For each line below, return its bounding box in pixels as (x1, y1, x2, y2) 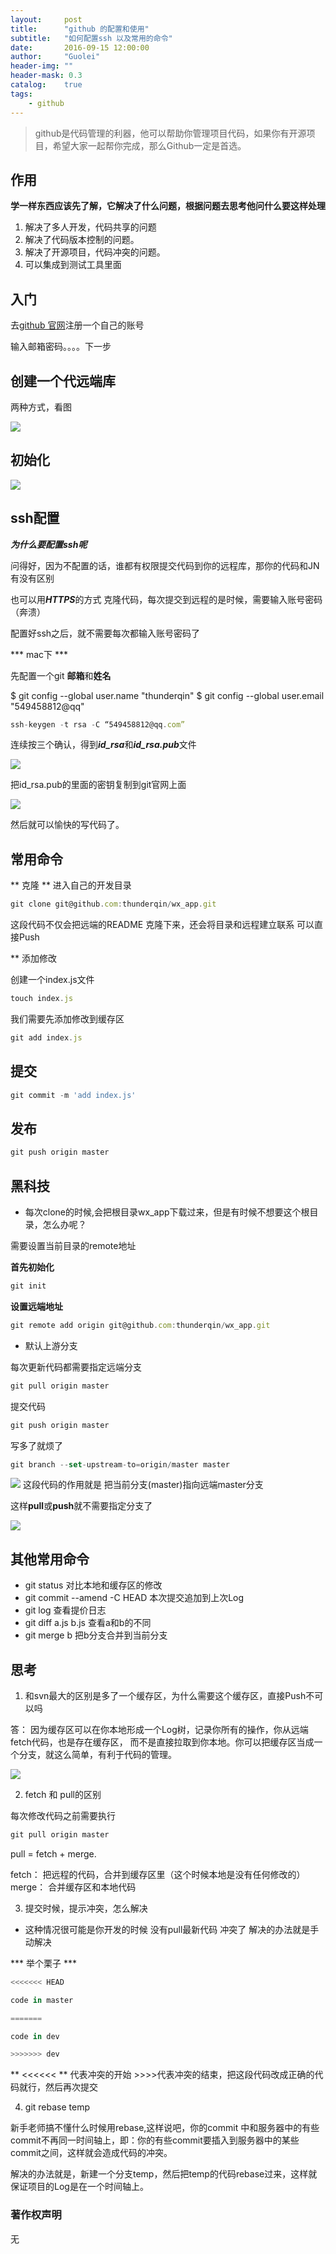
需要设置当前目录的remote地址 (10, 1240, 137, 1252)
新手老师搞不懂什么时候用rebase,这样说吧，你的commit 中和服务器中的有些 (10, 2122, 320, 2134)
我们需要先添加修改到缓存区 (10, 1013, 125, 1025)
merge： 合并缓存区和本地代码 (10, 1881, 137, 1893)
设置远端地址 (10, 1300, 63, 1312)
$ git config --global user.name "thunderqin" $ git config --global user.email (10, 689, 325, 701)
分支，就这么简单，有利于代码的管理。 (18, 1749, 177, 1761)
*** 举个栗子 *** (10, 1957, 77, 1969)
